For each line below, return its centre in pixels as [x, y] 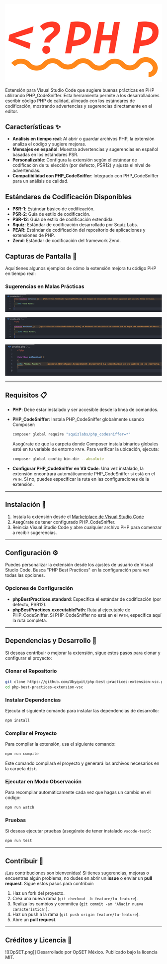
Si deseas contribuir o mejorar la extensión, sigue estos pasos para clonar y [83, 653]
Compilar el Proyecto [31, 733]
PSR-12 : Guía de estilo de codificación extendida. [63, 219]
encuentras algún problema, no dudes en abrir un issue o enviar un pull [79, 878]
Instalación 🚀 [26, 505]
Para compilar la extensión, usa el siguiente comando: [60, 744]
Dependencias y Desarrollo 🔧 [51, 641]
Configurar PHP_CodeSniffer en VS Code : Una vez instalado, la [78, 468]
